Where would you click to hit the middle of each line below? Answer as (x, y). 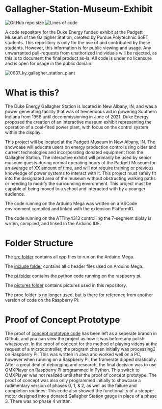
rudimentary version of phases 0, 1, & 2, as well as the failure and (71, 385)
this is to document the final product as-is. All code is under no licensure (79, 58)
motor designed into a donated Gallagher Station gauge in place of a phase (81, 396)
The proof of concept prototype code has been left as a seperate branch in (81, 333)
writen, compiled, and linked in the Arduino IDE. (53, 223)
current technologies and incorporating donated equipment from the (74, 152)
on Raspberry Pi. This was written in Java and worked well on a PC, (73, 354)
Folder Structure (39, 243)
